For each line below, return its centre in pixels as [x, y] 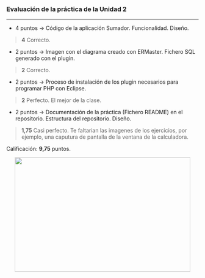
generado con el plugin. [45, 58]
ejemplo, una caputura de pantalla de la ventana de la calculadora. [105, 137]
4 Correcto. [36, 40]
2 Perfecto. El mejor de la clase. [61, 100]
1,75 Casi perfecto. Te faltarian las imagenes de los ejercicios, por [104, 131]
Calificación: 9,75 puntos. [39, 149]
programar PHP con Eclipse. [51, 89]
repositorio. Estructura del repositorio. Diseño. [73, 119]
